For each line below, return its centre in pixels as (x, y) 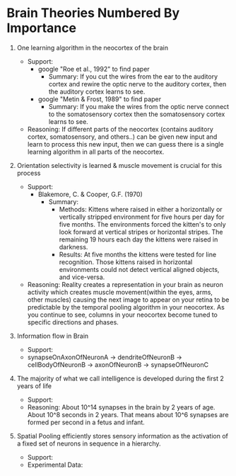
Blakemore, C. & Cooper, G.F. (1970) (90, 194)
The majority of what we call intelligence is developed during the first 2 (120, 378)
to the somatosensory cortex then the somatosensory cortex (137, 114)
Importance (42, 28)
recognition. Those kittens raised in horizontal (126, 262)
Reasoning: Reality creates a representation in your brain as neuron (125, 284)
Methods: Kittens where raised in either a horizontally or (141, 209)
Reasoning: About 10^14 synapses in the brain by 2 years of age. (121, 407)
